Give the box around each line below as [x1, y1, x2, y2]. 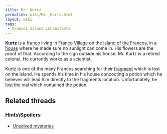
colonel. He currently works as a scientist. [5, 56, 92, 62]
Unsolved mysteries [12, 123, 54, 129]
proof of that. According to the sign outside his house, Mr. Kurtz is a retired [5, 51, 160, 57]
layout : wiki [5, 17, 33, 22]
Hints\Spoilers [5, 111, 41, 118]
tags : [5, 21, 17, 27]
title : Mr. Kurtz [5, 7, 42, 13]
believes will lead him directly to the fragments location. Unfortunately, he [5, 77, 157, 83]
